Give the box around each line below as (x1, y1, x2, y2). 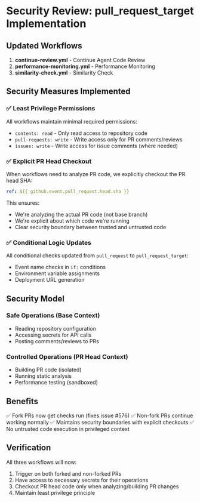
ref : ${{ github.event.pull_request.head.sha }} (6, 188, 130, 195)
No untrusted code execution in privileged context (6, 425, 130, 432)
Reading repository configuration (14, 325, 97, 332)
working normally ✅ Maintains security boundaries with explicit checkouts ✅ (6, 418, 195, 426)
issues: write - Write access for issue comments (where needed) (14, 142, 178, 149)
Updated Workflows (6, 41, 82, 51)
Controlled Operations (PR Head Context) (6, 352, 128, 361)
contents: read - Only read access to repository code (14, 130, 148, 137)
